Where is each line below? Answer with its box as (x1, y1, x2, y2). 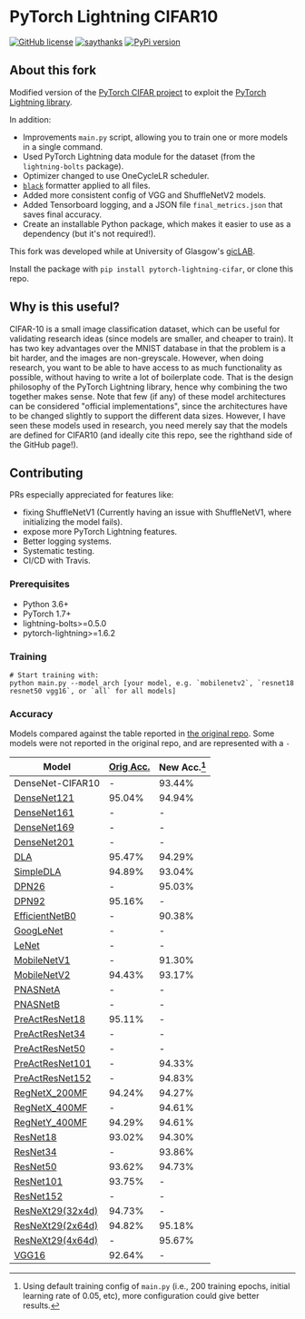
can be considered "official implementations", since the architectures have (9, 400, 288, 411)
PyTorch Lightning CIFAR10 (9, 6, 219, 27)
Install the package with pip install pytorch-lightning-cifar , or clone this (9, 263, 293, 274)
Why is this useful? (9, 300, 121, 315)
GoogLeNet (14, 924, 64, 937)
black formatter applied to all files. (22, 180, 152, 191)
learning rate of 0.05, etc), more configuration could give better (22, 1290, 260, 1301)
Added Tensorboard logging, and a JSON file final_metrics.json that (22, 199, 283, 210)
